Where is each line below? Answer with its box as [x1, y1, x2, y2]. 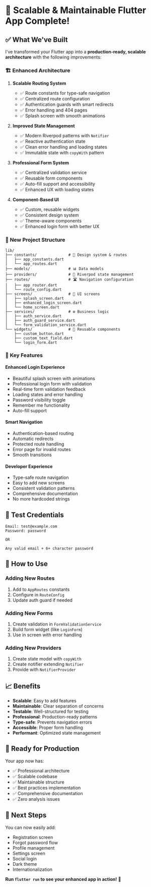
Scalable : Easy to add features [12, 698, 77, 704]
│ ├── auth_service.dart [5, 313, 62, 318]
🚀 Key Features [5, 352, 43, 359]
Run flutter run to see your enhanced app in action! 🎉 [5, 876, 121, 882]
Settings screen [12, 850, 45, 856]
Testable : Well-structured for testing [12, 708, 89, 714]
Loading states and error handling [12, 391, 83, 398]
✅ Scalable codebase [12, 773, 58, 779]
